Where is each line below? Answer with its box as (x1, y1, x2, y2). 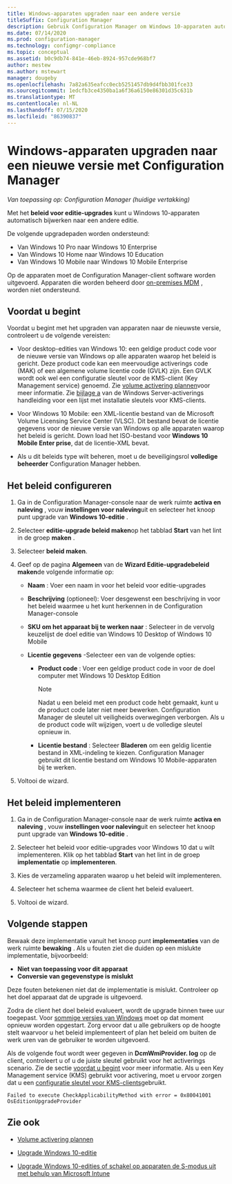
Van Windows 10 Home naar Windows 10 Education (17, 250, 164, 258)
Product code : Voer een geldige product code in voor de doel (37, 664, 215, 673)
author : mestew (7, 62, 51, 69)
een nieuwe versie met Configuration (7, 157, 224, 173)
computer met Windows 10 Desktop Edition (37, 672, 161, 680)
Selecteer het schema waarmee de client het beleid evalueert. (17, 885, 194, 893)
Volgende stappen (7, 918, 88, 930)
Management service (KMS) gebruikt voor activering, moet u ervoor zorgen (7, 1071, 222, 1080)
